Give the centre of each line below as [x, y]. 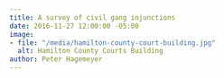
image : [22, 34]
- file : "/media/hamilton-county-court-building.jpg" [113, 43]
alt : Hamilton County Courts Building [91, 51]
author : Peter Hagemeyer [56, 59]
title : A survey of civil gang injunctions [93, 17]
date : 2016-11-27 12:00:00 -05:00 [75, 26]
